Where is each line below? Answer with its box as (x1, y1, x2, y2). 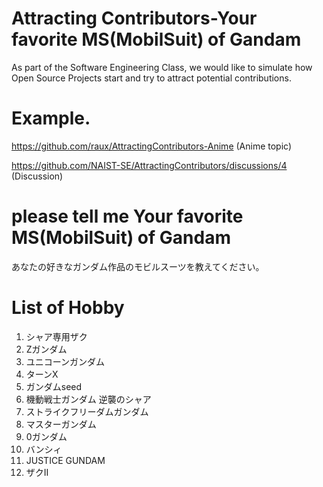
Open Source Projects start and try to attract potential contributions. (11, 72, 292, 84)
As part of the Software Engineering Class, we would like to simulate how (11, 61, 313, 73)
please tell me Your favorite (11, 205, 244, 228)
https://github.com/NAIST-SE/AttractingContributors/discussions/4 (11, 159, 288, 171)
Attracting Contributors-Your (11, 7, 258, 30)
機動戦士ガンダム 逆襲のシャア (25, 393, 152, 405)
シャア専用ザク (25, 330, 88, 342)
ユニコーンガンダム (25, 355, 106, 367)
